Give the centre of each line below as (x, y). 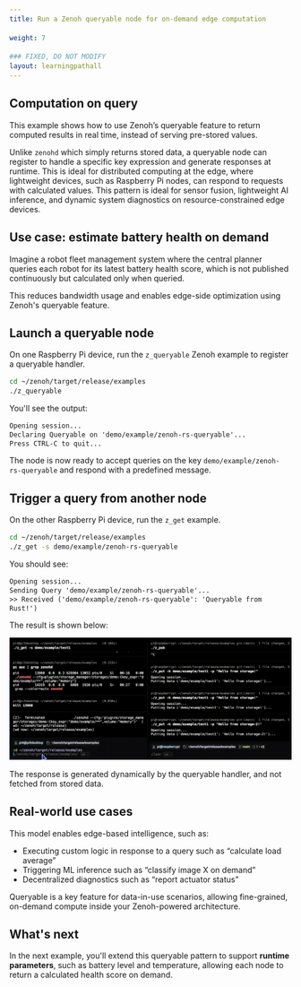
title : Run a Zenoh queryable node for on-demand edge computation (138, 19)
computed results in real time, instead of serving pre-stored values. (133, 134)
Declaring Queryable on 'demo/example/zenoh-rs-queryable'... (128, 435)
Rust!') (24, 608)
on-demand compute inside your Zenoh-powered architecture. (125, 906)
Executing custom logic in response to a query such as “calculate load (152, 851)
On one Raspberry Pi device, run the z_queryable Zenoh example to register (149, 355)
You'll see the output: (48, 409)
